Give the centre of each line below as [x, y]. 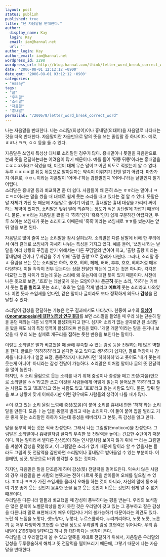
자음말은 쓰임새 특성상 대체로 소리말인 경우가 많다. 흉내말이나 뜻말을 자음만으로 [81, 153]
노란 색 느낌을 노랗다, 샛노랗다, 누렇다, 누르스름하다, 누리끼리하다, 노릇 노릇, [78, 518]
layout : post [19, 10]
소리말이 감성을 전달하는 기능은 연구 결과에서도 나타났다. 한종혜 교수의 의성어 [79, 310]
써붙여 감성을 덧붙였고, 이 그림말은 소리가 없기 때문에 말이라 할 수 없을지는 [81, 446]
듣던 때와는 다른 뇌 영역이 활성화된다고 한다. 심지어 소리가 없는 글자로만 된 [78, 322]
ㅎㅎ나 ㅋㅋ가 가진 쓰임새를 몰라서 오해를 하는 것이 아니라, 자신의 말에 [78, 481]
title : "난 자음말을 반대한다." [34, 23]
